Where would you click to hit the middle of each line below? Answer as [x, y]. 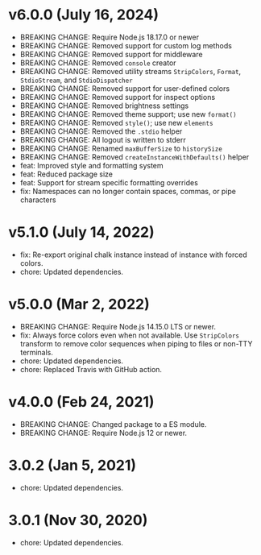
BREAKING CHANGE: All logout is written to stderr [103, 139]
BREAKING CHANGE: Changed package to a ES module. [113, 424]
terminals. [37, 352]
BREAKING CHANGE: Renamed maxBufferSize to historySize [121, 148]
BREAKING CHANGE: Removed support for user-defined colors [125, 88]
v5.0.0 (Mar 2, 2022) [79, 304]
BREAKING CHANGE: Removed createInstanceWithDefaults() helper [135, 157]
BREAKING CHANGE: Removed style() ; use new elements [116, 122]
